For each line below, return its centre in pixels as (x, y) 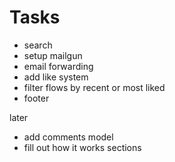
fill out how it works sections (82, 147)
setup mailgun (53, 55)
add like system (56, 77)
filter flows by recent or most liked (94, 87)
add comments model (68, 137)
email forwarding (58, 66)
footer (36, 98)
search (38, 45)
